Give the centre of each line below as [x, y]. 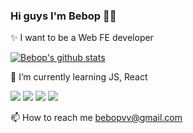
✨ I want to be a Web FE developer [82, 38]
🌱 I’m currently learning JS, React [79, 77]
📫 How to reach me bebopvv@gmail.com [96, 118]
